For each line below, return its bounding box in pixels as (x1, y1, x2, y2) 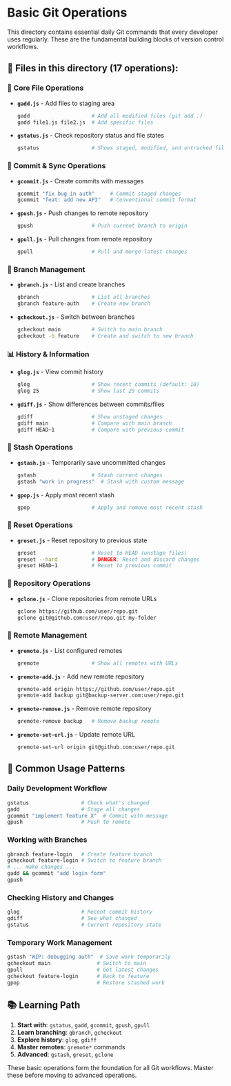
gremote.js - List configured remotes (17, 646, 123, 654)
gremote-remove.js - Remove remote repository (17, 704, 152, 713)
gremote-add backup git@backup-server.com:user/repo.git (17, 692, 185, 699)
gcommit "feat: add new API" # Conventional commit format (17, 196, 197, 203)
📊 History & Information (7, 349, 90, 359)
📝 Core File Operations (7, 83, 84, 93)
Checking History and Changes (7, 892, 114, 902)
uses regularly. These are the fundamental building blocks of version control (7, 35, 224, 43)
